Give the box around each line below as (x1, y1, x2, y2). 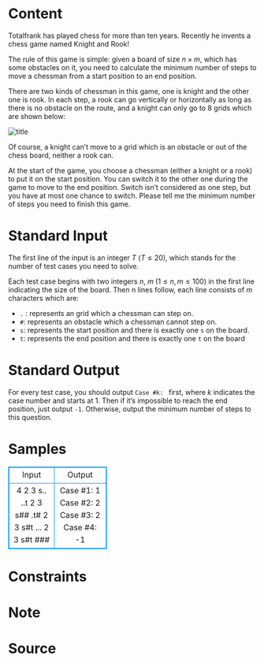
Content (8, 5, 63, 23)
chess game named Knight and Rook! (8, 39, 130, 48)
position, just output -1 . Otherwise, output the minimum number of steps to (8, 404, 251, 414)
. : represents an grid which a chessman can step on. (19, 308, 194, 318)
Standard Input (8, 227, 108, 245)
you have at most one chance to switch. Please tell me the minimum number (8, 191, 256, 200)
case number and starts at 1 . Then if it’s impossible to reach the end (8, 396, 229, 405)
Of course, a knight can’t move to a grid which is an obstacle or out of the (8, 142, 247, 151)
